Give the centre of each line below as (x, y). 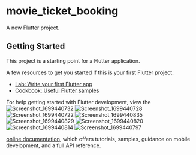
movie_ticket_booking (62, 11)
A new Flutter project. (33, 28)
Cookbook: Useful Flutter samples (57, 90)
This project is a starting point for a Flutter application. (73, 60)
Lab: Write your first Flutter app (54, 84)
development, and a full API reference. (54, 145)
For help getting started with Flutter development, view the (79, 102)
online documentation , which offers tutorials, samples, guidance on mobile (98, 139)
